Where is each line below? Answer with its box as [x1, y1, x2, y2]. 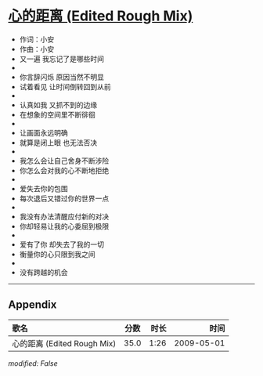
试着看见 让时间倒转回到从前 [19, 81, 111, 91]
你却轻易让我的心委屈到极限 [19, 221, 110, 231]
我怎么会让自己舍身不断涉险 [19, 156, 110, 165]
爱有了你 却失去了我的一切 [19, 240, 104, 249]
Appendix [8, 298, 57, 312]
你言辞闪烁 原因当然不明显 [19, 72, 104, 81]
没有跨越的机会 [19, 267, 68, 277]
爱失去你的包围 [19, 183, 68, 193]
